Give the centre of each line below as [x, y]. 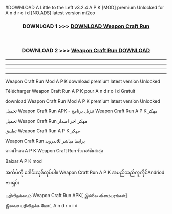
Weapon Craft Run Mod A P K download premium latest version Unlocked [83, 81]
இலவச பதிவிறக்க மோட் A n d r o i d [41, 205]
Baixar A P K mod [24, 161]
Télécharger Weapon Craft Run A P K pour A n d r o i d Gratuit [70, 91]
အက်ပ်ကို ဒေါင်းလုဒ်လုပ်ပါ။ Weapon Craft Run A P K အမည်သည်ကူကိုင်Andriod [85, 172]
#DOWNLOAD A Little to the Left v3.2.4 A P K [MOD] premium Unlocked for [85, 7]
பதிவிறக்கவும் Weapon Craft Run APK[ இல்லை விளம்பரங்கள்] [66, 195]
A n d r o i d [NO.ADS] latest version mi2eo [50, 13]
